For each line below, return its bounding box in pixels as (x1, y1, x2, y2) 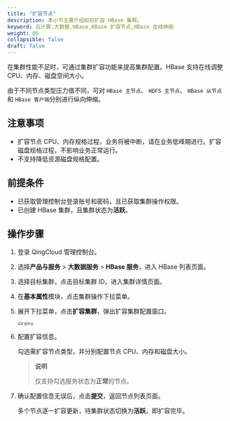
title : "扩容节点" (7, 10, 57, 17)
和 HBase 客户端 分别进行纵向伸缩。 (7, 95, 105, 103)
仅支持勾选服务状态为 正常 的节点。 (34, 377, 133, 385)
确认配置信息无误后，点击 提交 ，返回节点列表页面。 (17, 392, 164, 400)
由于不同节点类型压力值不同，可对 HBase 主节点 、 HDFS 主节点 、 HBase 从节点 (7, 87, 222, 94)
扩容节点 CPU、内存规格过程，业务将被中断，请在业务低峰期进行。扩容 (17, 137, 222, 145)
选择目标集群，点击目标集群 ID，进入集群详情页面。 (17, 277, 166, 286)
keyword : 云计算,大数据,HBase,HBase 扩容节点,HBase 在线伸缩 (7, 23, 174, 30)
